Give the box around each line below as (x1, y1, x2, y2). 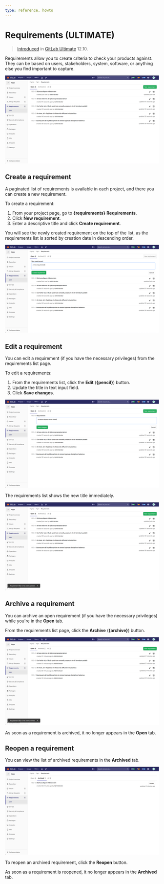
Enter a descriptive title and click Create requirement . (12, 220, 121, 226)
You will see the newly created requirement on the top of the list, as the (5, 230, 148, 236)
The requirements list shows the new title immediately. (5, 492, 115, 499)
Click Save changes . (12, 390, 55, 396)
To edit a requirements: (5, 370, 52, 376)
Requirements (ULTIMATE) (5, 29, 115, 41)
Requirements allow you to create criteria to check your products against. (5, 55, 153, 61)
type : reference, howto (5, 8, 54, 13)
